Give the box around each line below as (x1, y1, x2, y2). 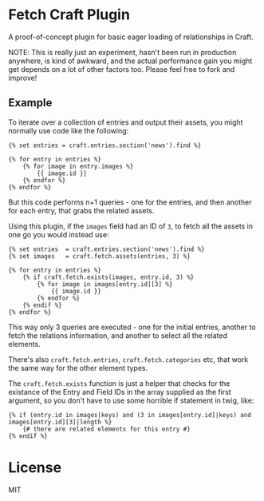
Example (8, 96, 53, 109)
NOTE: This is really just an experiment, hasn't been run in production (8, 47, 237, 57)
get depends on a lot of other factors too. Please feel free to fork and (8, 64, 235, 74)
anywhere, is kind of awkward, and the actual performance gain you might (8, 56, 253, 66)
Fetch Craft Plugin (8, 6, 130, 24)
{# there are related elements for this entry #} (22, 425, 191, 433)
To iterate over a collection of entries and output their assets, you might (8, 117, 243, 127)
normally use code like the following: (8, 125, 129, 135)
